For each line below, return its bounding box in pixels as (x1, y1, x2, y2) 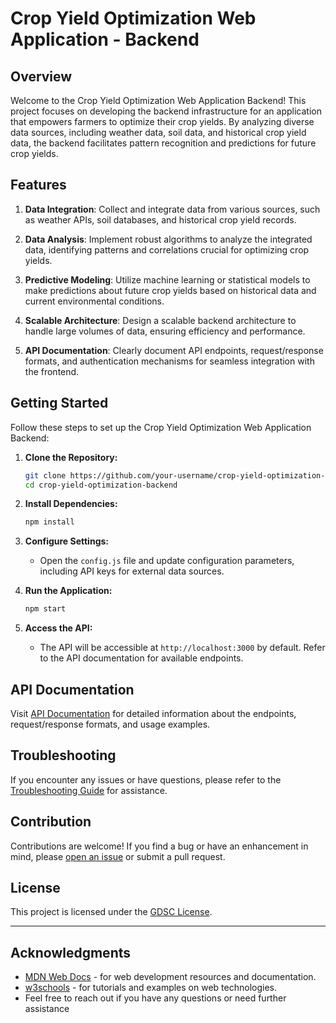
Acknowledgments (10, 944, 132, 961)
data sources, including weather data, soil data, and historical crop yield (10, 127, 307, 138)
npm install (24, 517, 75, 527)
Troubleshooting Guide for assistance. (10, 784, 168, 796)
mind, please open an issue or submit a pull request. (10, 850, 226, 862)
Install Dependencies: (24, 498, 118, 510)
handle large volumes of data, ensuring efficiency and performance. (24, 325, 306, 337)
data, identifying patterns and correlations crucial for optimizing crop (24, 243, 310, 256)
